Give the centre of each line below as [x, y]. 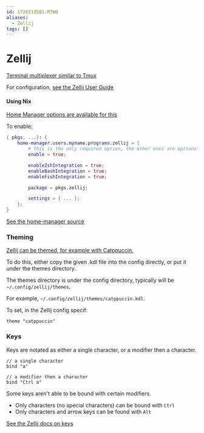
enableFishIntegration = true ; [68, 176]
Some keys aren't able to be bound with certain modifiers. [79, 393]
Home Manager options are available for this [62, 115]
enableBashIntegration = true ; [68, 171]
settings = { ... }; [54, 199]
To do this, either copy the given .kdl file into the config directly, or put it [96, 262]
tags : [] [17, 29]
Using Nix [19, 101]
